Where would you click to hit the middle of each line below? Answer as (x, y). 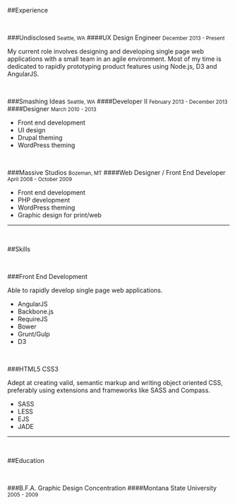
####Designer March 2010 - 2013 (52, 109)
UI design (31, 130)
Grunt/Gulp (34, 334)
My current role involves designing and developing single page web (106, 51)
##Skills (19, 249)
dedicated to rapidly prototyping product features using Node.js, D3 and (112, 66)
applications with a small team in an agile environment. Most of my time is (115, 59)
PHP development (44, 200)
